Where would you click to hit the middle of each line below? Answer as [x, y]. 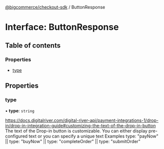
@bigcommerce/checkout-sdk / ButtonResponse [55, 7]
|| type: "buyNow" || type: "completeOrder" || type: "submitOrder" [73, 141]
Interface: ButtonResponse [62, 27]
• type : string [20, 110]
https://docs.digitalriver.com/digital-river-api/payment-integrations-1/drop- [82, 120]
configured [16, 136]
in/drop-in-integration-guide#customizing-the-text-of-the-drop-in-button [81, 125]
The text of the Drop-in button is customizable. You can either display [76, 131]
